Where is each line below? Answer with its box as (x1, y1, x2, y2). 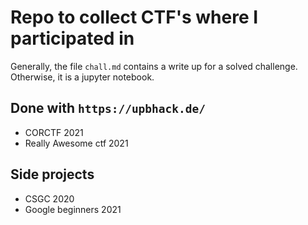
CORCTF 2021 (24, 126, 84, 138)
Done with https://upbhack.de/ (10, 100, 207, 117)
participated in (10, 27, 135, 50)
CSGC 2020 (24, 192, 75, 205)
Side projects (10, 166, 95, 183)
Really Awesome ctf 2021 (24, 137, 129, 149)
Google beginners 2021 (24, 203, 122, 215)
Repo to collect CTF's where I (10, 6, 259, 29)
